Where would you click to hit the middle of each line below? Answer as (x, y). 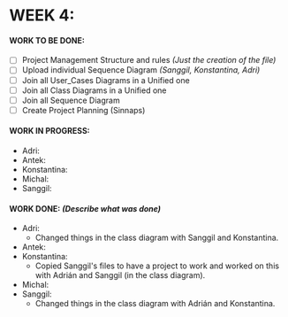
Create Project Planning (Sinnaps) (83, 110)
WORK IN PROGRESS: (49, 131)
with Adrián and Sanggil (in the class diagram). (120, 275)
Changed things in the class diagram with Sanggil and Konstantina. (157, 238)
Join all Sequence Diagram (71, 100)
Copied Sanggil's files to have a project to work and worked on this (157, 266)
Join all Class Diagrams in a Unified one (94, 90)
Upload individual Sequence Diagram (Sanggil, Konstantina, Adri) (141, 70)
